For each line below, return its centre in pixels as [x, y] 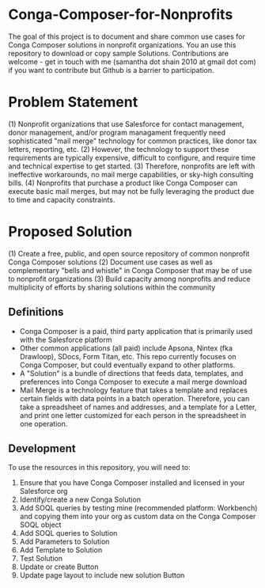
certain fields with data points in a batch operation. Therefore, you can [134, 398]
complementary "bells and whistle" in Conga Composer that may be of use [130, 270]
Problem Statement [73, 102]
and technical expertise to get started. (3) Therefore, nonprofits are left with [132, 166]
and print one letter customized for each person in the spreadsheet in [133, 415]
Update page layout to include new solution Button [102, 575]
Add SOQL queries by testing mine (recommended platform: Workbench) [138, 508]
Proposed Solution [70, 232]
